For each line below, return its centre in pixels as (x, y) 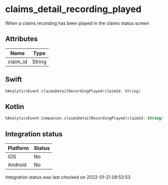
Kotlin (15, 107)
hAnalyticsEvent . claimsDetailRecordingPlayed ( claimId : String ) (73, 91)
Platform (18, 148)
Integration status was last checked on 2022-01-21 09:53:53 (68, 177)
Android (17, 164)
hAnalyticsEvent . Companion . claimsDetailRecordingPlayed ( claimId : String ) (85, 118)
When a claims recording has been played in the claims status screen (77, 23)
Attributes (21, 39)
